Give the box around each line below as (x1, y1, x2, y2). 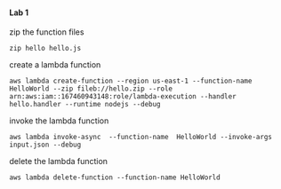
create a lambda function (9, 59, 101, 70)
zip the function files (9, 27, 84, 37)
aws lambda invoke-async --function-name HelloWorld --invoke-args (9, 133, 273, 142)
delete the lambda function (9, 156, 108, 167)
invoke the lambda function (9, 115, 109, 126)
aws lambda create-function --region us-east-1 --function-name (9, 76, 253, 86)
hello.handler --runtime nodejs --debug (9, 100, 162, 109)
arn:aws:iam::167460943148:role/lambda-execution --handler (9, 92, 237, 101)
